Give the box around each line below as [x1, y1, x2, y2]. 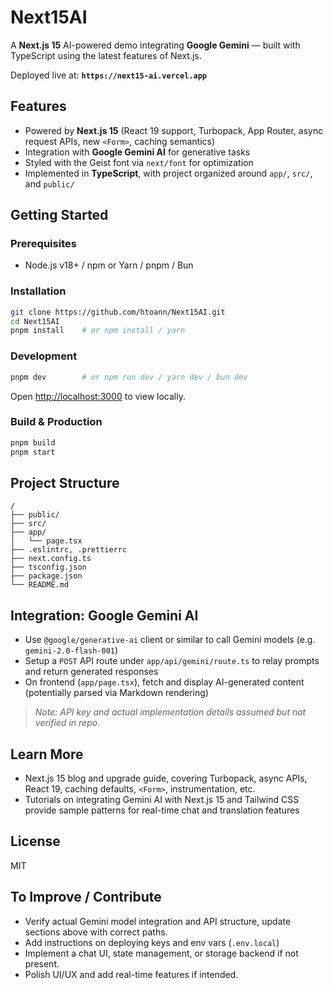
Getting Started [10, 207, 109, 224]
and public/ [24, 177, 75, 190]
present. [24, 957, 60, 970]
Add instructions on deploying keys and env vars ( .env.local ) [24, 936, 280, 948]
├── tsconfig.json [10, 562, 87, 573]
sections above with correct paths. [24, 926, 168, 938]
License [10, 833, 61, 850]
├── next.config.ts [10, 554, 92, 564]
